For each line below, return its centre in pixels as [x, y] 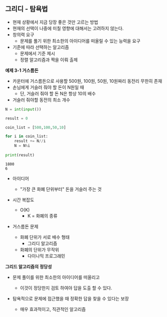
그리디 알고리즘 [42, 243]
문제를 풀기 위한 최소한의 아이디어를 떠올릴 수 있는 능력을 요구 [80, 41]
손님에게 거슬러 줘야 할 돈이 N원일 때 [48, 87]
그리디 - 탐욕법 [27, 9]
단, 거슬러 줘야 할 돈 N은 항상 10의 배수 [58, 93]
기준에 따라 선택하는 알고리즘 [41, 47]
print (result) [20, 155]
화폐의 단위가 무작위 [39, 249]
